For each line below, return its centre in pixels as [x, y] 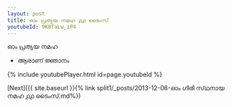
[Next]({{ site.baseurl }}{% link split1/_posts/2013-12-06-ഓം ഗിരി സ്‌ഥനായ [116, 88]
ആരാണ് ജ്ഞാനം [43, 61]
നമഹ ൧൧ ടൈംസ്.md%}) [44, 96]
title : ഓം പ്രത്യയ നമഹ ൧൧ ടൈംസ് [58, 20]
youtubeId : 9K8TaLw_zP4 [42, 27]
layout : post [26, 14]
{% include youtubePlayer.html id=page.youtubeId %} [85, 75]
